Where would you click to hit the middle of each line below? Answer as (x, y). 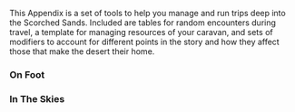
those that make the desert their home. (82, 51)
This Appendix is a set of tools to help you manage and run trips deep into (147, 13)
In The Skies (37, 98)
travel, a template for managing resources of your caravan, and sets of (142, 32)
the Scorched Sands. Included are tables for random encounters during (143, 23)
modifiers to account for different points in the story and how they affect (144, 42)
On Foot (27, 74)
